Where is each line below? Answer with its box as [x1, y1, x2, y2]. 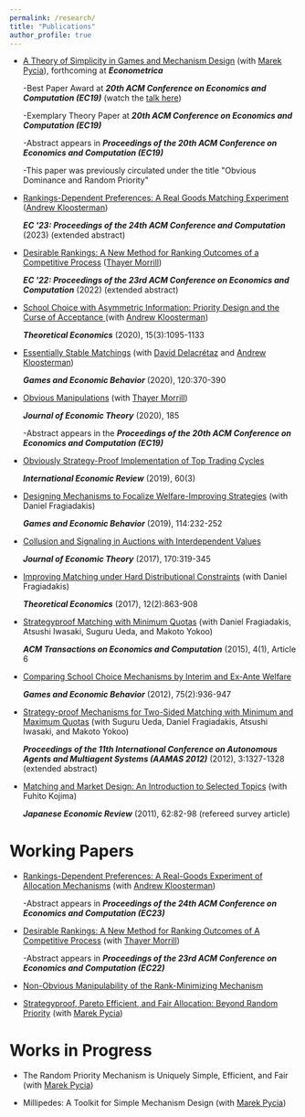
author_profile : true [9, 30, 92, 39]
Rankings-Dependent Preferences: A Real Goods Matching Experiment [22, 193, 289, 204]
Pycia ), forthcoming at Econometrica [22, 65, 163, 76]
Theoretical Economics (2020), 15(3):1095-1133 [22, 330, 205, 341]
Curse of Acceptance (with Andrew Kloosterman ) [22, 312, 209, 323]
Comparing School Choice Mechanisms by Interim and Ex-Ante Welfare [22, 671, 292, 682]
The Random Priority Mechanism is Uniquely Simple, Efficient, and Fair [22, 1070, 289, 1081]
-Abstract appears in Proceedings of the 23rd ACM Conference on [22, 952, 277, 964]
